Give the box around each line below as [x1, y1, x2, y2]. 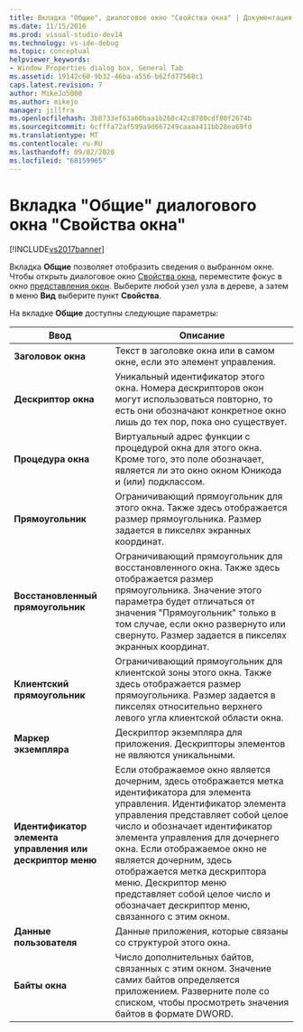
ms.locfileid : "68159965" [9, 155, 106, 165]
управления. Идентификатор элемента [115, 797, 287, 810]
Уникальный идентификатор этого [115, 371, 265, 383]
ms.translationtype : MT [9, 131, 99, 140]
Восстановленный [14, 589, 97, 602]
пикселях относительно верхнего [115, 700, 263, 713]
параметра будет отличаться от [115, 596, 255, 608]
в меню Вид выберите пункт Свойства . [9, 290, 162, 301]
